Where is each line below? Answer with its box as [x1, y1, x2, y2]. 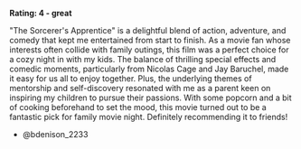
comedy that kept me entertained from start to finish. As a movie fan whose [9, 35, 291, 45]
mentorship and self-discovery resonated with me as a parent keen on [9, 83, 271, 93]
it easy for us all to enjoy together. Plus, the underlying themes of [9, 73, 252, 84]
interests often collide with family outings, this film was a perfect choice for [9, 44, 289, 55]
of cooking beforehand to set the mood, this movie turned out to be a [9, 102, 267, 112]
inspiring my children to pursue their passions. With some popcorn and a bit [9, 92, 292, 103]
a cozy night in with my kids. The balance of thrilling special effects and [9, 54, 277, 64]
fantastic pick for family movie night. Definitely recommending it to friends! [9, 112, 288, 122]
